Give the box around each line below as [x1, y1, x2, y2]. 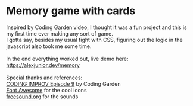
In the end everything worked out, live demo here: [6, 55, 129, 62]
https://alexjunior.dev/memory [6, 61, 80, 69]
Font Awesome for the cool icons [6, 86, 88, 94]
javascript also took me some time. [6, 43, 92, 50]
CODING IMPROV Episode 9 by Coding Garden [6, 80, 121, 87]
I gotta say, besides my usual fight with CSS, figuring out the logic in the [6, 36, 183, 43]
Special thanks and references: [6, 74, 83, 81]
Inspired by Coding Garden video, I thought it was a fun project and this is [6, 24, 187, 31]
